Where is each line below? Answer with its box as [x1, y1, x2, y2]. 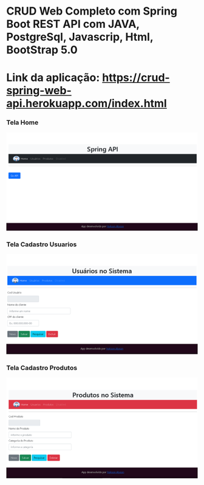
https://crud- [102, 71, 170, 84]
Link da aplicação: [6, 71, 100, 84]
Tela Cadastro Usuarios [6, 240, 77, 249]
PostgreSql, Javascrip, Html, [6, 30, 154, 44]
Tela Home [6, 119, 39, 127]
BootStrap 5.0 [6, 43, 78, 57]
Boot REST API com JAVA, [6, 17, 140, 31]
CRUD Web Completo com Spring [6, 4, 178, 18]
